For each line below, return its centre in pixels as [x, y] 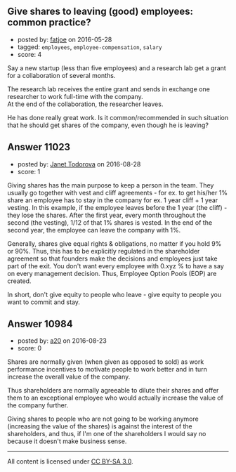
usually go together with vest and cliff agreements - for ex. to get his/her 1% [118, 192]
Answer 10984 [40, 324]
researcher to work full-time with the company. [76, 96]
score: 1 [29, 171]
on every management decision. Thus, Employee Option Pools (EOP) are [112, 273]
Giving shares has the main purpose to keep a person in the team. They [111, 185]
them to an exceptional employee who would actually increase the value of [115, 398]
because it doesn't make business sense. [67, 441]
